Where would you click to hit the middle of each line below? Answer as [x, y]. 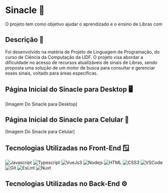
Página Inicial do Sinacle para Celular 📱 [67, 119]
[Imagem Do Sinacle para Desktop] [41, 104]
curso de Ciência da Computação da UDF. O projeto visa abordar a [74, 57]
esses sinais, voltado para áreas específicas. [51, 73]
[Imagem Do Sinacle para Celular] [40, 131]
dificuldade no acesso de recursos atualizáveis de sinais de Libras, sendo [81, 62]
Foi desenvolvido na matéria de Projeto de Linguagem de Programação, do [82, 51]
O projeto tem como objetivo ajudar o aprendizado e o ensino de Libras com [84, 24]
